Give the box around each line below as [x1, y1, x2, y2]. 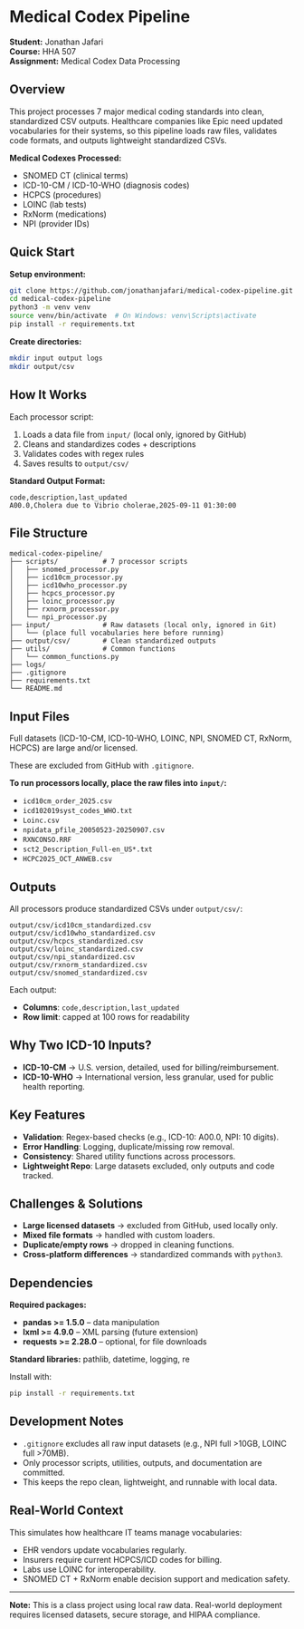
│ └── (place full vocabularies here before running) [9, 628, 224, 638]
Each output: [9, 984, 57, 994]
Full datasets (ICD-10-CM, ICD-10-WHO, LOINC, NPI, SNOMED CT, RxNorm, [9, 732, 292, 744]
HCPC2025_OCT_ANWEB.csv [22, 855, 113, 864]
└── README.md [9, 684, 63, 693]
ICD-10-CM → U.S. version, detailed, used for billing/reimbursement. [22, 1062, 280, 1072]
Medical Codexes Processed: [9, 152, 122, 163]
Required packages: [9, 1299, 87, 1311]
